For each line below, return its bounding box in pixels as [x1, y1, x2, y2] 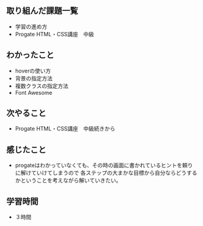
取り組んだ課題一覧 [6, 5, 78, 16]
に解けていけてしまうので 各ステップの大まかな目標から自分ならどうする [15, 169, 198, 176]
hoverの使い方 [15, 67, 52, 74]
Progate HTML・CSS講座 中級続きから [15, 125, 116, 132]
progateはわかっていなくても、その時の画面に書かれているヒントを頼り [15, 162, 193, 169]
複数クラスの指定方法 [15, 82, 68, 89]
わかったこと [6, 50, 55, 60]
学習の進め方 [15, 23, 47, 30]
